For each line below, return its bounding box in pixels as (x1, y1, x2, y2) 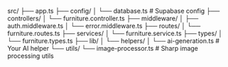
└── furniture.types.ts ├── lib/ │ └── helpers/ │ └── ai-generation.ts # (7, 37, 220, 45)
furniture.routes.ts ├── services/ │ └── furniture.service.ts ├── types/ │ (7, 29, 223, 37)
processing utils (7, 51, 55, 60)
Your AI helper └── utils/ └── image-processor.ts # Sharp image (7, 44, 199, 52)
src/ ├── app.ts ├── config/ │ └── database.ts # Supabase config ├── (7, 7, 220, 15)
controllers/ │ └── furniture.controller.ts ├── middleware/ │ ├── (7, 14, 199, 23)
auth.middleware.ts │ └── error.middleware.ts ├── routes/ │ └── (7, 22, 201, 30)
